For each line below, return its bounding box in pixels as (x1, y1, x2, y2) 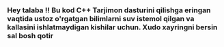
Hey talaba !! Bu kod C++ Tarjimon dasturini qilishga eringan (7, 5, 211, 15)
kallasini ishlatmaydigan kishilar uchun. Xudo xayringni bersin (7, 22, 218, 32)
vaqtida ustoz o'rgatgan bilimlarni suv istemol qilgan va (7, 14, 195, 23)
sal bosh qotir (7, 31, 53, 40)
